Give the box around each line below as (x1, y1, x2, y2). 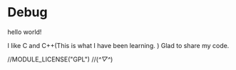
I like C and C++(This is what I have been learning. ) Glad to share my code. (7, 41, 230, 49)
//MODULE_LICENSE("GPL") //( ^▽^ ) (7, 54, 113, 64)
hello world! (7, 28, 42, 36)
